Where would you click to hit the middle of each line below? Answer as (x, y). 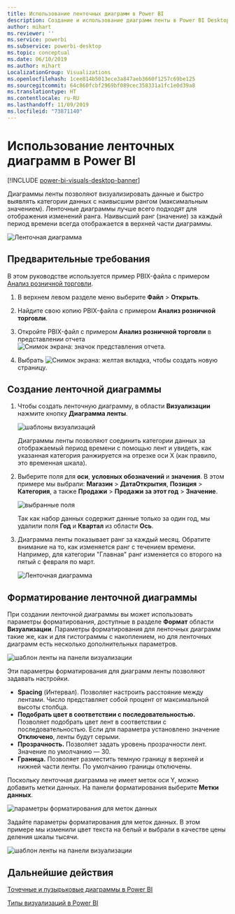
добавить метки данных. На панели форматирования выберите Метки (113, 787)
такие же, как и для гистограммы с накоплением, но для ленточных (109, 637)
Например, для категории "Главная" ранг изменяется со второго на (120, 554)
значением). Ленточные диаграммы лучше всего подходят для (102, 209)
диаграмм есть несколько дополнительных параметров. (92, 644)
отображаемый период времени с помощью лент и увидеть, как (114, 448)
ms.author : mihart (34, 66)
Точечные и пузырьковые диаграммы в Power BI (80, 889)
